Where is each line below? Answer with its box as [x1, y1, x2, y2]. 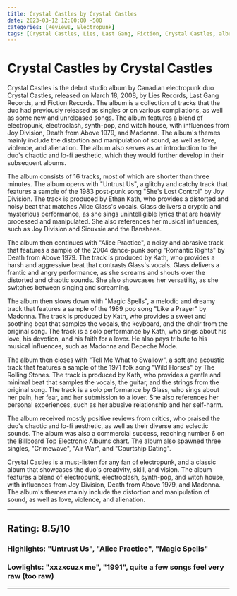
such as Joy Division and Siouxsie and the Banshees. [7, 225, 162, 233]
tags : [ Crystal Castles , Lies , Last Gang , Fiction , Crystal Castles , [7, 30, 217, 37]
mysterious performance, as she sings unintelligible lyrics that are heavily [7, 209, 221, 219]
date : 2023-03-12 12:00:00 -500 [7, 17, 102, 24]
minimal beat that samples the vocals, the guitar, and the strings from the [7, 378, 220, 387]
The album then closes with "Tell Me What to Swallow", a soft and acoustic [7, 355, 224, 364]
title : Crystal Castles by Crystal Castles [7, 10, 138, 18]
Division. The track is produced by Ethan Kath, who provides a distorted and [7, 195, 229, 203]
